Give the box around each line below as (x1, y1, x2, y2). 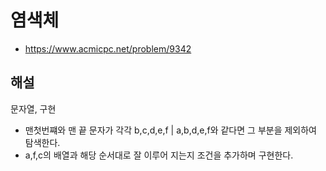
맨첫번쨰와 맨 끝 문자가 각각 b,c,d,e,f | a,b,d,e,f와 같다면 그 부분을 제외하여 (24, 124, 317, 136)
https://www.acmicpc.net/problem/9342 (24, 42, 192, 55)
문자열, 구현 (10, 102, 57, 115)
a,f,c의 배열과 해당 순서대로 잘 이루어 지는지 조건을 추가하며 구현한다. (24, 149, 294, 161)
